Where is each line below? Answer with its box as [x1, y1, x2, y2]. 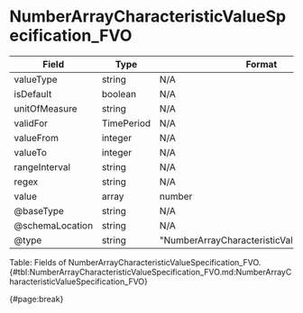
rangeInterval [14, 160, 70, 173]
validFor [14, 117, 48, 130]
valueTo [14, 146, 47, 158]
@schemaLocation [14, 219, 93, 231]
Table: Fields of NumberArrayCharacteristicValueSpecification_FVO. [9, 256, 262, 267]
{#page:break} [9, 293, 64, 304]
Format [245, 58, 278, 70]
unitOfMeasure [14, 102, 78, 114]
